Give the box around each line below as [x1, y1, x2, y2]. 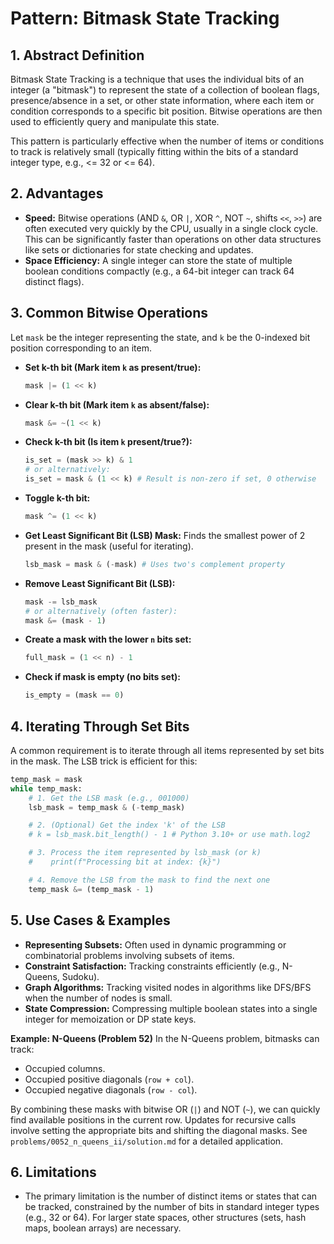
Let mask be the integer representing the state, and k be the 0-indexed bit [10, 331, 311, 343]
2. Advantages [10, 185, 104, 202]
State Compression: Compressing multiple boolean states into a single [24, 1002, 318, 1014]
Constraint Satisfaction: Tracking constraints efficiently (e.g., [24, 960, 280, 972]
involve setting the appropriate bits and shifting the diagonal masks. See [10, 1124, 308, 1136]
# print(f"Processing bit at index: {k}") [28, 857, 222, 867]
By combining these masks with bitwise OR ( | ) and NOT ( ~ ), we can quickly [10, 1103, 321, 1115]
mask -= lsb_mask [24, 597, 98, 607]
